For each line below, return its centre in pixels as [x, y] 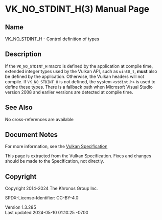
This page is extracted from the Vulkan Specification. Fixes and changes [78, 156]
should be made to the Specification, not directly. [55, 161]
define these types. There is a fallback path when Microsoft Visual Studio [79, 87]
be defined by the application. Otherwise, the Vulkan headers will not [75, 76]
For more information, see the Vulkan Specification [56, 147]
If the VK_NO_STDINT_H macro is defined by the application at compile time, [79, 66]
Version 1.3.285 [21, 207]
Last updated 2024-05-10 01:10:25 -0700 [47, 213]
